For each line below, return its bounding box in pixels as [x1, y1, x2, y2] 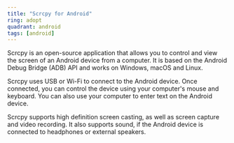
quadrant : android [7, 23, 61, 30]
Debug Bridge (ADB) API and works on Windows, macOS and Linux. [7, 63, 203, 72]
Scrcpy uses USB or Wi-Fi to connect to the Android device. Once [7, 77, 198, 86]
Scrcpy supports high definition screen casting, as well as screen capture [7, 113, 219, 121]
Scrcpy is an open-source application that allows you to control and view [7, 49, 218, 57]
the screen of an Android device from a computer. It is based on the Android [7, 57, 228, 65]
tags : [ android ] [7, 29, 55, 37]
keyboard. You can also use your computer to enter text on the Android [7, 92, 212, 100]
